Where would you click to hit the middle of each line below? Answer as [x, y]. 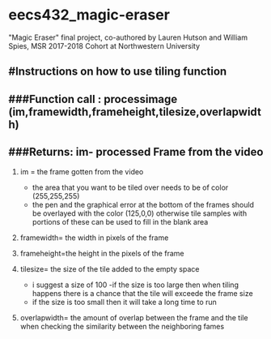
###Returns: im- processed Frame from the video [136, 152]
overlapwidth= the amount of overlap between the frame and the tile [134, 317]
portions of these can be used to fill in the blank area [120, 221]
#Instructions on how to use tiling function [118, 72]
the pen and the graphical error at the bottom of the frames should [143, 204]
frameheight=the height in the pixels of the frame [102, 253]
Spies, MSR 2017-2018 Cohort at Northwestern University [104, 45]
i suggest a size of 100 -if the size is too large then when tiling [135, 285]
